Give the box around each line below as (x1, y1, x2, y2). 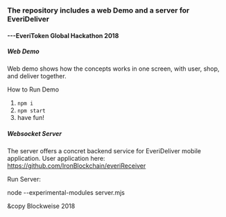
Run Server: (7, 175, 42, 184)
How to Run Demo (7, 85, 60, 94)
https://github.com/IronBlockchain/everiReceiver (7, 162, 146, 170)
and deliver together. (7, 72, 67, 80)
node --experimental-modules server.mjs (7, 189, 125, 197)
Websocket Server (7, 130, 62, 138)
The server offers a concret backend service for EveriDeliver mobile (7, 147, 201, 155)
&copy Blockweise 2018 (7, 202, 76, 210)
